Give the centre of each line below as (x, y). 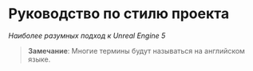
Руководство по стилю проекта (119, 14)
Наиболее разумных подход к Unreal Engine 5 (87, 35)
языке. (39, 59)
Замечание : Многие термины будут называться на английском (136, 50)
